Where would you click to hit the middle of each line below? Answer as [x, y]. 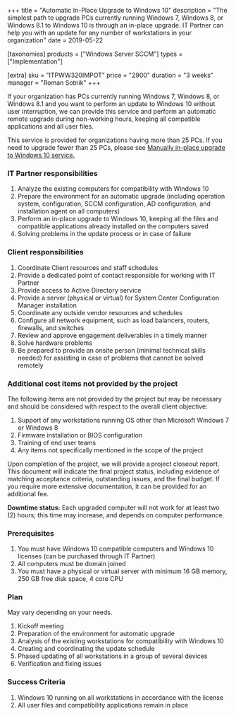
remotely [30, 365]
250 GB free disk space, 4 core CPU [70, 579]
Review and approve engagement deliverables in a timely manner [112, 335]
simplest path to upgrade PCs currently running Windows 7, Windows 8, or [116, 18]
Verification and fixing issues [60, 664]
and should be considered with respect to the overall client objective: [107, 406]
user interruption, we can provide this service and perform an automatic [112, 111]
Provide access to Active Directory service [79, 290]
